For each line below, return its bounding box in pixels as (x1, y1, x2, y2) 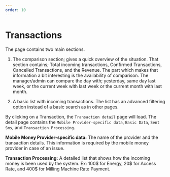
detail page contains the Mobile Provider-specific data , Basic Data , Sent (5, 119, 160, 125)
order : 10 (5, 7, 26, 13)
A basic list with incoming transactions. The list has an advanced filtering (12, 98, 165, 104)
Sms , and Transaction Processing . (5, 124, 75, 130)
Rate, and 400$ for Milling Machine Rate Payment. (5, 166, 111, 172)
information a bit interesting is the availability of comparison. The (12, 72, 149, 78)
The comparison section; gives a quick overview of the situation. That (12, 56, 159, 62)
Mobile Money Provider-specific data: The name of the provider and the (5, 134, 158, 140)
